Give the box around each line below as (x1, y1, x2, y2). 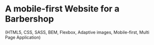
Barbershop (5, 13, 54, 24)
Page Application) (5, 34, 41, 40)
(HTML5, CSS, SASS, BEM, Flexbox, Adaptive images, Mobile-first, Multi (5, 29, 150, 35)
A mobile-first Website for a (5, 3, 120, 14)
